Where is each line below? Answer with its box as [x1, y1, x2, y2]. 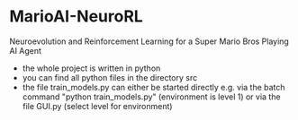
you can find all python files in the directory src [22, 72, 198, 82]
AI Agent [9, 45, 42, 56]
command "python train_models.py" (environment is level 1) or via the [22, 91, 281, 102]
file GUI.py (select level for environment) [22, 100, 173, 111]
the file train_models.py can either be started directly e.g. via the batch [22, 81, 285, 92]
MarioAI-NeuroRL [9, 6, 144, 27]
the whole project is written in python [22, 63, 161, 73]
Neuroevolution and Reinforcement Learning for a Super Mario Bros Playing [9, 36, 290, 47]
